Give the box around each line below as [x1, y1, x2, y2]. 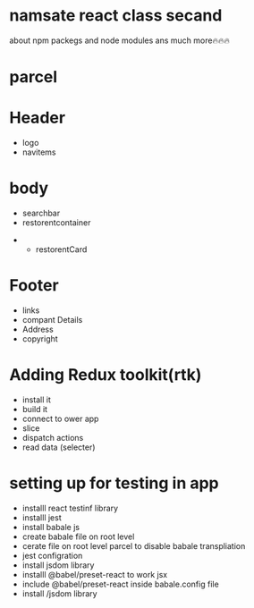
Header [9, 108, 65, 128]
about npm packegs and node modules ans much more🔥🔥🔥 [9, 35, 230, 46]
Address [21, 324, 54, 334]
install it [21, 394, 52, 405]
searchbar [21, 207, 61, 218]
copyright [21, 333, 58, 344]
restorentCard [35, 244, 88, 255]
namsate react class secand [9, 5, 223, 26]
